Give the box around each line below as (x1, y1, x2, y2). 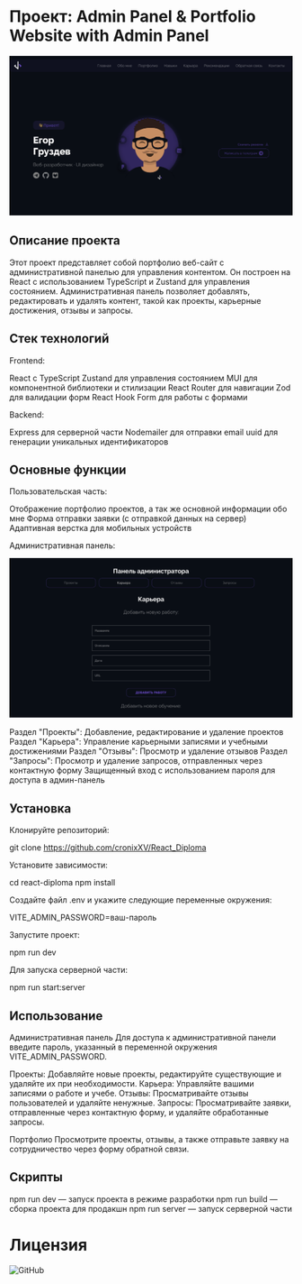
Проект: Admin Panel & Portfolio (9, 6, 256, 27)
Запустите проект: (9, 930, 81, 940)
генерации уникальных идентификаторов (9, 436, 169, 447)
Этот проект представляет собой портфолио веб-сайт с (9, 257, 225, 268)
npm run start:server (9, 982, 85, 993)
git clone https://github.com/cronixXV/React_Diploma (9, 842, 207, 853)
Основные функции (9, 462, 127, 477)
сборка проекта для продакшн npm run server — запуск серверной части (9, 1203, 293, 1214)
